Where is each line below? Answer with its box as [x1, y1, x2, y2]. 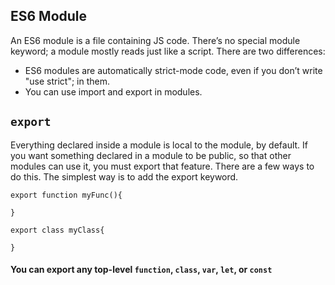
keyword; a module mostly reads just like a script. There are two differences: [10, 45, 326, 57]
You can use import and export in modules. [24, 85, 203, 98]
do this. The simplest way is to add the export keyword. [10, 170, 239, 183]
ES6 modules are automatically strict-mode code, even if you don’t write [24, 64, 323, 76]
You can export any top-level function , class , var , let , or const [10, 264, 273, 276]
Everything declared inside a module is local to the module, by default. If [10, 139, 309, 151]
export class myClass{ [10, 225, 105, 235]
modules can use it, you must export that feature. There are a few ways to [10, 160, 315, 172]
